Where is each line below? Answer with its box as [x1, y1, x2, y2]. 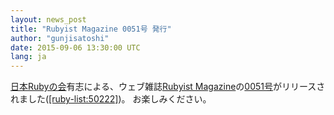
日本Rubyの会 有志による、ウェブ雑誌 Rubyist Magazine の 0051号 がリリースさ [10, 81, 326, 93]
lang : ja [10, 52, 47, 62]
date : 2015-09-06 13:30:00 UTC [10, 42, 141, 53]
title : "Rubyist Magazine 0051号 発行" [10, 24, 172, 34]
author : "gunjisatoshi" [10, 33, 110, 43]
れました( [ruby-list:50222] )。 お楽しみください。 [10, 93, 212, 105]
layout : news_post [10, 14, 87, 25]
